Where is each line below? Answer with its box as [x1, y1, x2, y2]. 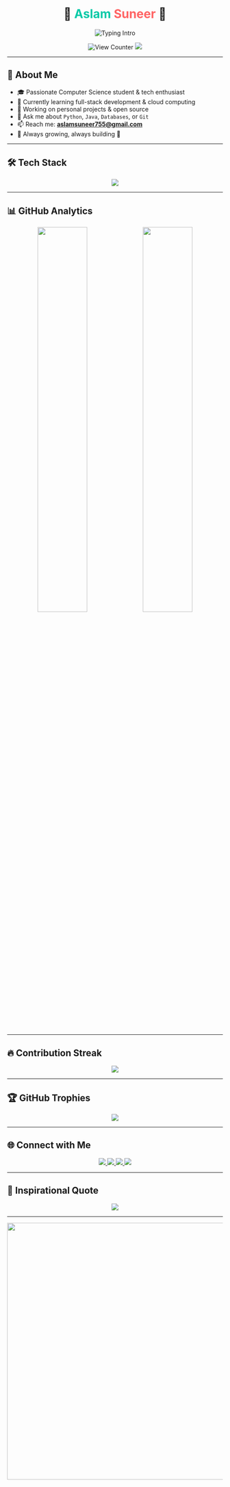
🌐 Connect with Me [7, 1140, 91, 1151]
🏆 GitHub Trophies [7, 1092, 91, 1103]
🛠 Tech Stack [7, 157, 67, 168]
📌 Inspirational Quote [7, 1185, 99, 1197]
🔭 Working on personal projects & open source [16, 105, 149, 113]
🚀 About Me [7, 69, 58, 81]
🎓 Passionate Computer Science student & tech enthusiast [16, 88, 185, 96]
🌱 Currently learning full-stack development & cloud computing [16, 97, 196, 105]
